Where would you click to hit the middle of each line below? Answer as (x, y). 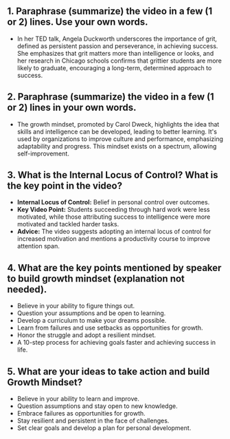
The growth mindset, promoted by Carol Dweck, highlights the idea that (118, 124)
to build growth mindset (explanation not (96, 278)
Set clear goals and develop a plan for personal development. (104, 428)
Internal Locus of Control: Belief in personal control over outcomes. (113, 202)
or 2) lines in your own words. (72, 108)
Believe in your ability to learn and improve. (78, 399)
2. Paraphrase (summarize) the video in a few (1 (111, 97)
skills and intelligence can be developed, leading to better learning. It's (117, 131)
